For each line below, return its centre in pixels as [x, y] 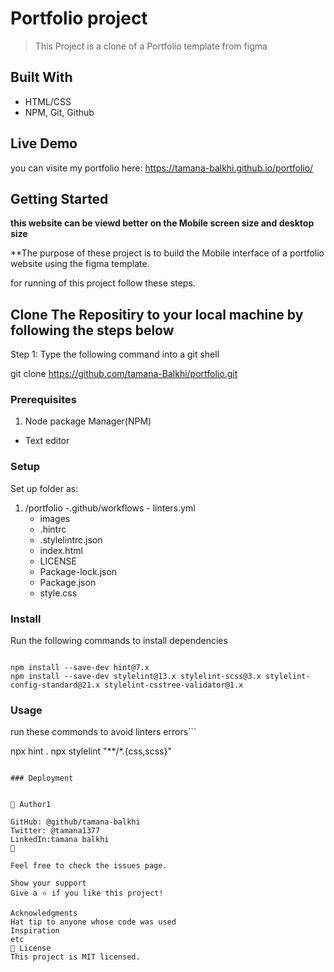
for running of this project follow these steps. [103, 283]
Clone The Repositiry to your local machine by [157, 314]
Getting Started [59, 198]
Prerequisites [43, 400]
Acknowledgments [44, 913]
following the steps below [92, 330]
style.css [58, 593]
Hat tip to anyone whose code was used [93, 922]
